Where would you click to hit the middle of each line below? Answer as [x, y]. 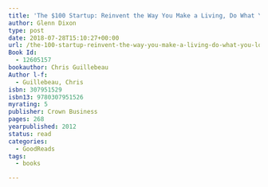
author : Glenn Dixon [43, 23]
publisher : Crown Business [53, 112]
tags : [17, 156]
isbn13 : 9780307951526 [46, 97]
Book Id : [23, 53]
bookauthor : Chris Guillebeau [59, 68]
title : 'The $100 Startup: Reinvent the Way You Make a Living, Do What [132, 16]
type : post [26, 30]
